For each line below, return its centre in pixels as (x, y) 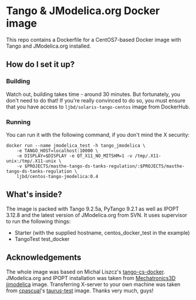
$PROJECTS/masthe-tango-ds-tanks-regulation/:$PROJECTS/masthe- (104, 166)
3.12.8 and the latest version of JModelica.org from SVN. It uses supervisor (97, 215)
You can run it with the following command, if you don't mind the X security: (98, 134)
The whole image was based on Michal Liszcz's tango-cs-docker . (86, 272)
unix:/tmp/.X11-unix (31, 161)
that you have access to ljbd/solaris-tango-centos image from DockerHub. (98, 107)
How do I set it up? (40, 65)
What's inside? (34, 195)
